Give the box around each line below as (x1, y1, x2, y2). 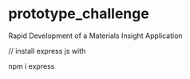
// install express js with (8, 46, 86, 55)
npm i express (8, 61, 55, 71)
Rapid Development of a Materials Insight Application (8, 31, 183, 40)
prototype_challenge (8, 5, 149, 23)
